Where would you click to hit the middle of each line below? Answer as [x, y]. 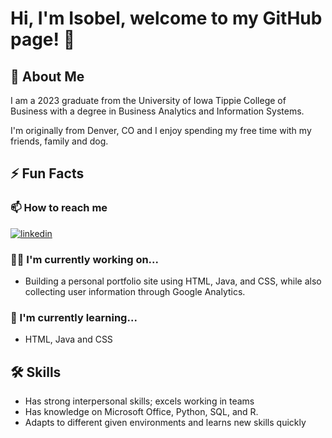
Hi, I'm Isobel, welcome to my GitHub [166, 18]
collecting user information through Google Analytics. [135, 291]
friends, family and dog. [59, 141]
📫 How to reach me [59, 208]
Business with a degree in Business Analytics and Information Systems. [157, 111]
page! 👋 [43, 39]
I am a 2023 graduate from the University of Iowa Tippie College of [148, 100]
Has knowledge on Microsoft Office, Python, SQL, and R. [141, 412]
